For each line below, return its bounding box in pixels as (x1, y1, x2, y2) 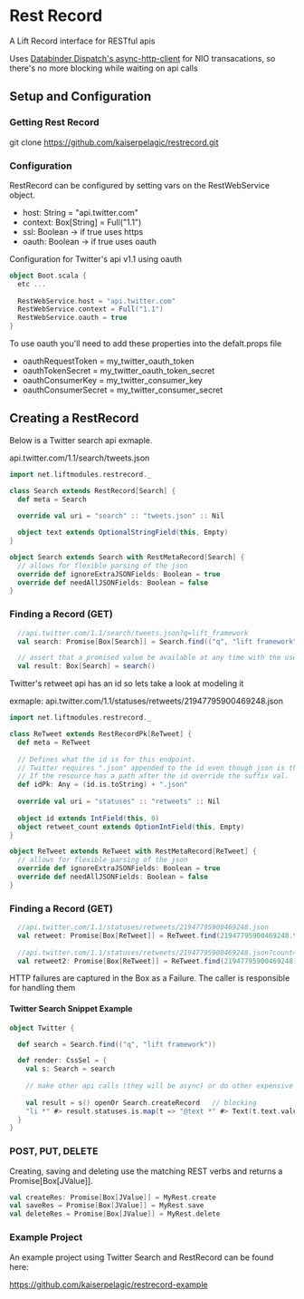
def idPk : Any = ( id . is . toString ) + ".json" (17, 780, 188, 790)
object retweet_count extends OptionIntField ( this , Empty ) (17, 822, 245, 831)
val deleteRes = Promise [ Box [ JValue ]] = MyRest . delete (9, 1209, 221, 1219)
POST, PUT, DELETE (9, 1145, 99, 1158)
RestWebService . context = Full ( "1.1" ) (17, 305, 165, 314)
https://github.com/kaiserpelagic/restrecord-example (9, 1279, 208, 1290)
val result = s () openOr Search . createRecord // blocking (25, 1098, 257, 1107)
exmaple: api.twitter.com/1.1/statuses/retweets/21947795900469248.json (9, 695, 283, 707)
